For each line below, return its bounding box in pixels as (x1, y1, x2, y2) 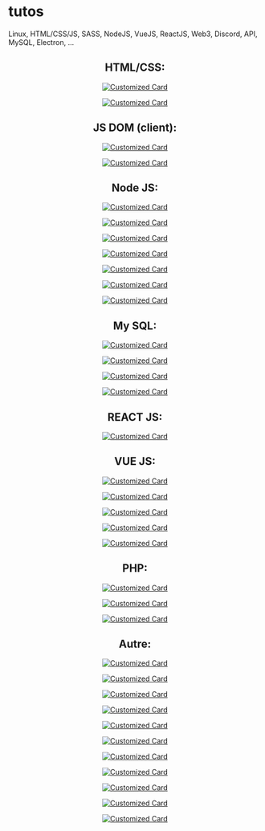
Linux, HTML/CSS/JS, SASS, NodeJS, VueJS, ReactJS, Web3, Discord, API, (8, 29, 258, 39)
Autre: (118, 638, 151, 651)
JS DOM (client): (92, 121, 177, 135)
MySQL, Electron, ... (8, 37, 75, 47)
